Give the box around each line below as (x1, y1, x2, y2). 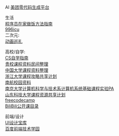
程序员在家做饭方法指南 (5, 21, 53, 27)
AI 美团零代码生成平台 (5, 4, 50, 10)
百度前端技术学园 (5, 126, 40, 132)
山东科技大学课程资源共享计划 (5, 92, 65, 97)
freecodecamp (5, 97, 35, 103)
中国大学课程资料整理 (5, 67, 48, 73)
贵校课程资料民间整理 (5, 61, 48, 67)
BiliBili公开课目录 (5, 103, 39, 109)
